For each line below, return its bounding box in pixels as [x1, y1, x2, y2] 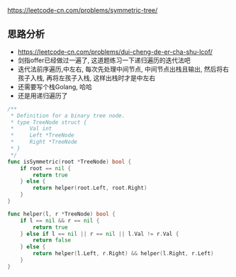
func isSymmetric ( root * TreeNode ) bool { [7, 158, 132, 165]
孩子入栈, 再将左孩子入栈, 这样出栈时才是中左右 [17, 74, 156, 82]
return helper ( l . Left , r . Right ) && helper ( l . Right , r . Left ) [33, 250, 214, 257]
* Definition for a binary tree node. [10, 112, 125, 119]
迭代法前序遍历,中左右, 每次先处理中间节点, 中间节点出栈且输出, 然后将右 [17, 64, 229, 73]
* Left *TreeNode [10, 132, 74, 139]
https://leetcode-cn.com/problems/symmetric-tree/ [7, 6, 158, 14]
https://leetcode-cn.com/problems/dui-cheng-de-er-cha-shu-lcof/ [17, 47, 213, 56]
